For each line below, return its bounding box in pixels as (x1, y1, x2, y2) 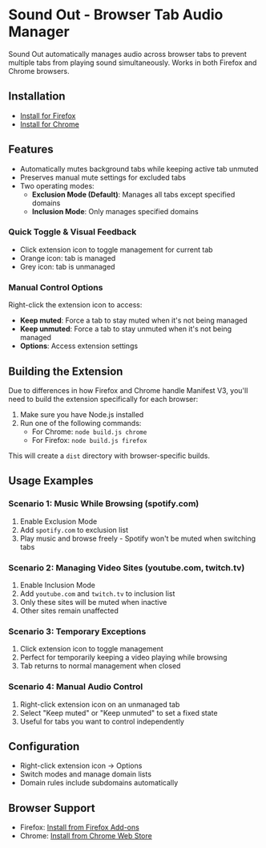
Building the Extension (8, 364, 123, 378)
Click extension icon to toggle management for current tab (19, 245, 214, 254)
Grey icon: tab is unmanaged (19, 262, 115, 271)
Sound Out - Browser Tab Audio (8, 6, 224, 24)
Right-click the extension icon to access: (8, 300, 143, 310)
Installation (8, 90, 66, 103)
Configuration (8, 740, 80, 753)
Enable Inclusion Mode (19, 580, 96, 590)
